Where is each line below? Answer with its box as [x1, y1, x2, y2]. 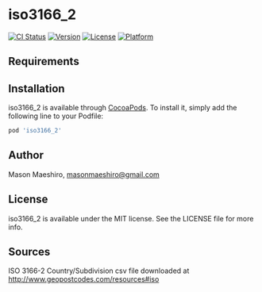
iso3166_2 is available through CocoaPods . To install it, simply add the [8, 103, 237, 113]
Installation [8, 82, 65, 95]
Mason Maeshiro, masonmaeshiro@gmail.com [8, 169, 160, 179]
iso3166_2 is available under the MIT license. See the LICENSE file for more [8, 213, 254, 223]
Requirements [8, 55, 79, 68]
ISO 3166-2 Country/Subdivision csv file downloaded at [8, 266, 190, 275]
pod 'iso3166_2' [8, 127, 62, 135]
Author [8, 148, 44, 162]
